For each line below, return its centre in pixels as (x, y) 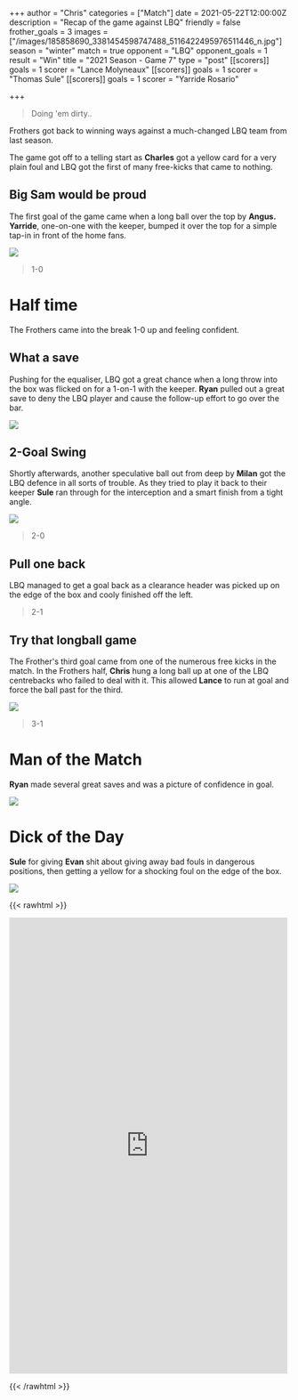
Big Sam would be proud (78, 195)
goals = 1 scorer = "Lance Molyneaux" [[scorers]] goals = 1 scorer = (134, 69)
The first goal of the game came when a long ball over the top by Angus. (143, 216)
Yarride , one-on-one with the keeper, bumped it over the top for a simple (143, 225)
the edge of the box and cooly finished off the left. (101, 595)
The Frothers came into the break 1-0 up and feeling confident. (125, 329)
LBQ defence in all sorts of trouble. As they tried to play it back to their (138, 483)
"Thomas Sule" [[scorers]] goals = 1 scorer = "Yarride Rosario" (124, 79)
